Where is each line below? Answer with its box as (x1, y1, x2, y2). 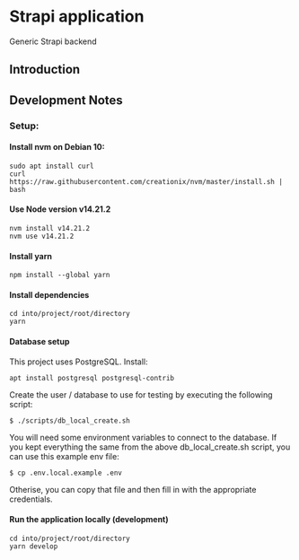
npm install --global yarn (9, 271, 110, 280)
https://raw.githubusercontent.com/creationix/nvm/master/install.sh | (9, 177, 283, 186)
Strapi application (9, 6, 145, 27)
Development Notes (9, 92, 123, 108)
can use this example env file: (9, 451, 119, 461)
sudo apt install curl (9, 162, 94, 171)
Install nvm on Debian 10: (9, 142, 105, 153)
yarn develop (9, 541, 58, 551)
